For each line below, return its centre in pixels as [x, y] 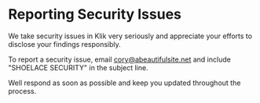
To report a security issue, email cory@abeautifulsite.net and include [120, 59]
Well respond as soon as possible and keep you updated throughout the [125, 83]
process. [22, 91]
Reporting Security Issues [95, 14]
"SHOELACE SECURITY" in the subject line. [78, 67]
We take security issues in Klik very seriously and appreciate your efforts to [130, 36]
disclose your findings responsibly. [65, 44]
